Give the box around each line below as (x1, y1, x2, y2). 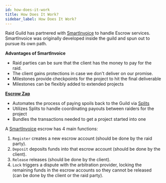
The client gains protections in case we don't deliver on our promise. (12, 71, 153, 77)
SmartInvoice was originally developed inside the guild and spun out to (5, 35, 150, 41)
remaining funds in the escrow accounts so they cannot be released (12, 167, 152, 173)
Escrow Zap (5, 91, 30, 97)
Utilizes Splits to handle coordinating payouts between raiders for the (12, 105, 154, 112)
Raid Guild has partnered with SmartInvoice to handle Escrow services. (5, 30, 151, 36)
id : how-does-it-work (5, 7, 50, 12)
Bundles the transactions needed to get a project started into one (12, 116, 146, 122)
